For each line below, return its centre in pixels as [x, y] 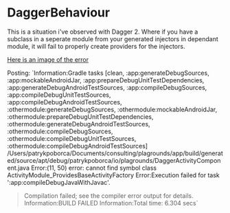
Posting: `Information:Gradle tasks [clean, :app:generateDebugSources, [108, 73]
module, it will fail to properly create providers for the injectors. [96, 46]
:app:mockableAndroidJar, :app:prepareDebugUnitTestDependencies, [106, 80]
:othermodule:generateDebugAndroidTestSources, [79, 124]
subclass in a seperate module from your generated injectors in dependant [113, 38]
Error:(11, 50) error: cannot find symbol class [93, 168]
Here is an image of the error [48, 59]
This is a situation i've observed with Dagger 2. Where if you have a [103, 32]
